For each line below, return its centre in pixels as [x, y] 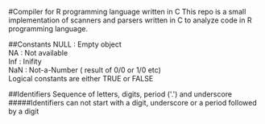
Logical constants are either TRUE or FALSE [81, 79]
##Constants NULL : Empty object [65, 44]
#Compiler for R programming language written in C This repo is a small [127, 12]
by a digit [24, 111]
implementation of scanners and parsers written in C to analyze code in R [130, 20]
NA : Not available [38, 53]
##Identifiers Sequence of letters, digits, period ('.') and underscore [120, 94]
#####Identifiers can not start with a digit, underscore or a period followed [132, 103]
